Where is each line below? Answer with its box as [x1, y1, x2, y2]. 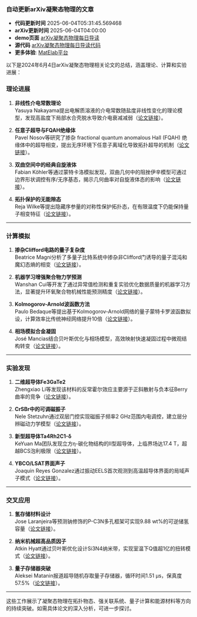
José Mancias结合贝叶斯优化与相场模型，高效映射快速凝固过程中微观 [14, 335, 182, 342]
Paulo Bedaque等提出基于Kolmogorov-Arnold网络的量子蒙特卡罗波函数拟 [14, 308, 191, 315]
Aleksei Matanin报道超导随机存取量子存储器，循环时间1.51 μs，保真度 [14, 572, 182, 579]
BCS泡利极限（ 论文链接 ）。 [19, 447, 85, 454]
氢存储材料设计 [14, 511, 51, 518]
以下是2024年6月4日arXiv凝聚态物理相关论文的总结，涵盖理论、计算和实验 [6, 62, 187, 69]
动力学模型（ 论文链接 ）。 [25, 420, 84, 427]
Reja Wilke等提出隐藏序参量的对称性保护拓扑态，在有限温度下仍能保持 [14, 203, 184, 210]
